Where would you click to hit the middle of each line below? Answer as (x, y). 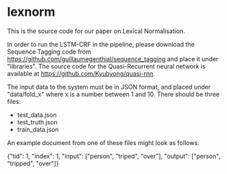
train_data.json (38, 129)
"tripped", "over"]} (33, 163)
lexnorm (31, 12)
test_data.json (37, 115)
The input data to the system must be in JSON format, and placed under (109, 87)
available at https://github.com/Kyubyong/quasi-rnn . (81, 74)
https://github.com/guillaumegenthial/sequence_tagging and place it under (113, 58)
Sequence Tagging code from (49, 52)
